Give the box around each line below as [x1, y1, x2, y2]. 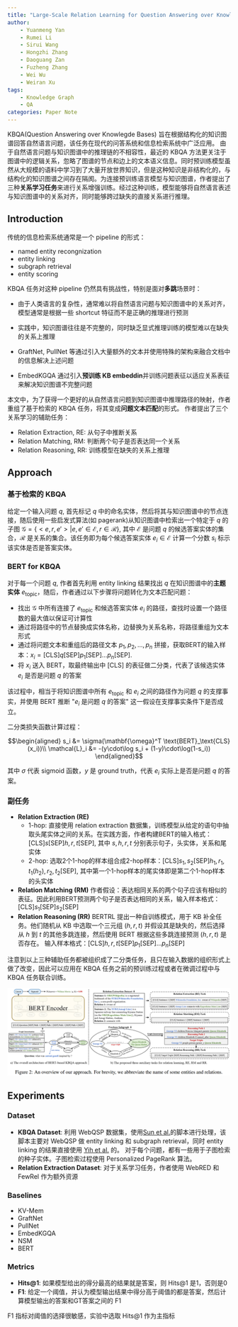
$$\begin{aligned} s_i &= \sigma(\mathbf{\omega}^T [7, 737, 162, 745]
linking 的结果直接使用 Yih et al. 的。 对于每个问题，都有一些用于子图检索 [17, 1145, 231, 1154]
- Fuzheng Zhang [20, 64, 69, 71]
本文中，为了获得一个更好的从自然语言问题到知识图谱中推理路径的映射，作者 [7, 395, 231, 404]
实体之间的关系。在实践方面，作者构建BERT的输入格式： [47, 830, 212, 839]
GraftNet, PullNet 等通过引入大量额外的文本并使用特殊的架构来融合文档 [17, 347, 225, 356]
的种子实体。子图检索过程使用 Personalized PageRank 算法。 [17, 1154, 196, 1163]
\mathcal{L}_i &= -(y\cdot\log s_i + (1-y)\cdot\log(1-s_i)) [47, 744, 211, 752]
